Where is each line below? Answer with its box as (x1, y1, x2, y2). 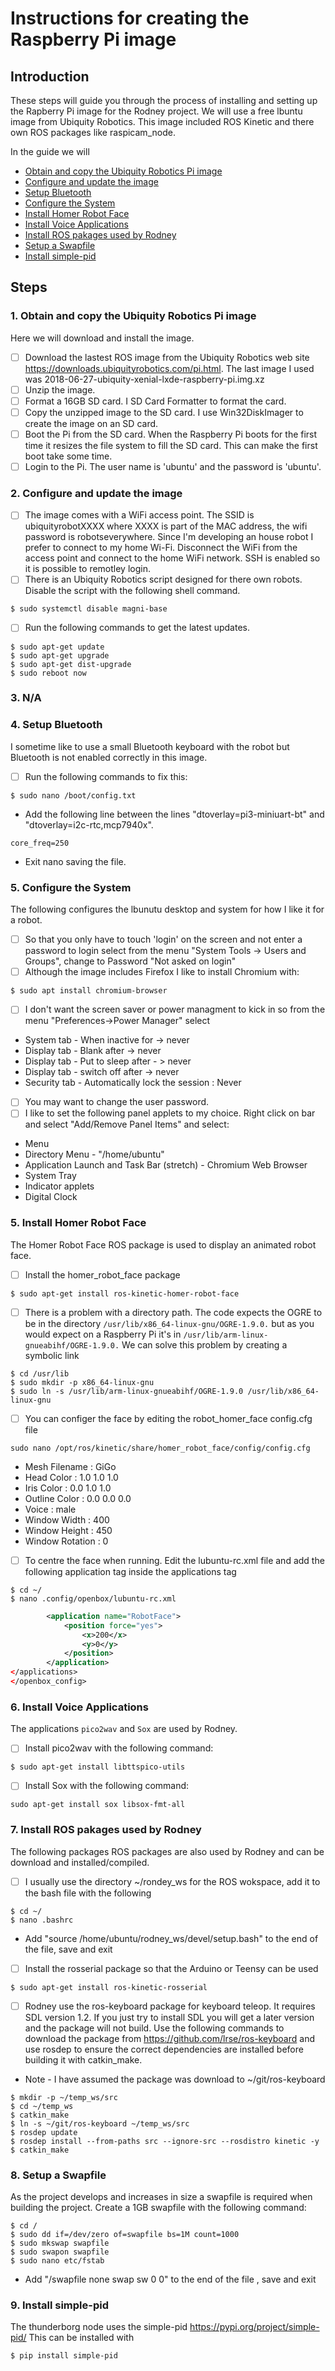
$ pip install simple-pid (10, 2351, 118, 2361)
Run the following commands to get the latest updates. (24, 622, 250, 634)
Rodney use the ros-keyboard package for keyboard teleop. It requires (24, 2000, 316, 2012)
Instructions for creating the (10, 7, 250, 30)
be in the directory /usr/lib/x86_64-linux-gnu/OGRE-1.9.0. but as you (24, 1317, 315, 1329)
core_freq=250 (10, 838, 70, 848)
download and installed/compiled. (10, 1856, 150, 1868)
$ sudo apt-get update (10, 642, 105, 652)
